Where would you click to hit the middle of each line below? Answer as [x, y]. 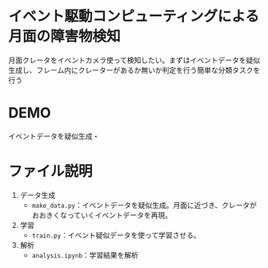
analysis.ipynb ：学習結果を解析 [85, 255]
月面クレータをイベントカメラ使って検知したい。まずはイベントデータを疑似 [134, 60]
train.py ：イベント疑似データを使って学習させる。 [116, 235]
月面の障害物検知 [65, 36]
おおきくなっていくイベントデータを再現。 [102, 215]
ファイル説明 [51, 172]
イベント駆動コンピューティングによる [134, 16]
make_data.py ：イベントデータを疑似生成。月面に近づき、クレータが [144, 205]
